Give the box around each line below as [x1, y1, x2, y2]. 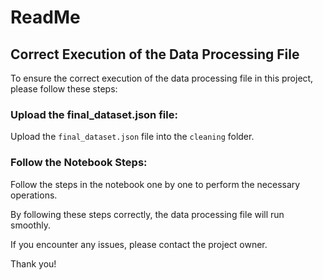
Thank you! [10, 257, 57, 270]
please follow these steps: [10, 83, 118, 95]
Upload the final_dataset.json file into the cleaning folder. [10, 131, 255, 143]
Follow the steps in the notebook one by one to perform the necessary [10, 178, 301, 190]
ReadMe [10, 6, 81, 29]
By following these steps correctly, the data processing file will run [10, 208, 285, 220]
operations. [10, 189, 58, 201]
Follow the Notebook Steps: [10, 156, 148, 170]
